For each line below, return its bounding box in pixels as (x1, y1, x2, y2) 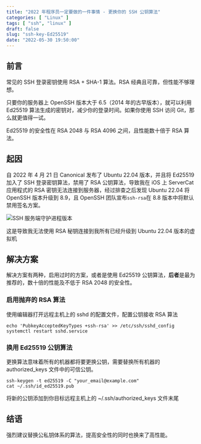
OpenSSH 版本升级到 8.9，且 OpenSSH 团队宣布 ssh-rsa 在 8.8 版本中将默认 (6, 193, 194, 201)
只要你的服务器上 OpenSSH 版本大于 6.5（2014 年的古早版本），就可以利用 (6, 98, 192, 106)
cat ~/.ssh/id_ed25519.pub (6, 383, 74, 389)
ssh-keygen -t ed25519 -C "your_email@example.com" (6, 378, 139, 384)
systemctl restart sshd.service (6, 328, 88, 334)
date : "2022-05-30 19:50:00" (6, 37, 80, 43)
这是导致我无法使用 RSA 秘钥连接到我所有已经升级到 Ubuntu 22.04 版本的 (6, 227, 190, 234)
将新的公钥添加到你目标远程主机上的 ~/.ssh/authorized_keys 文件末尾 (6, 395, 179, 402)
